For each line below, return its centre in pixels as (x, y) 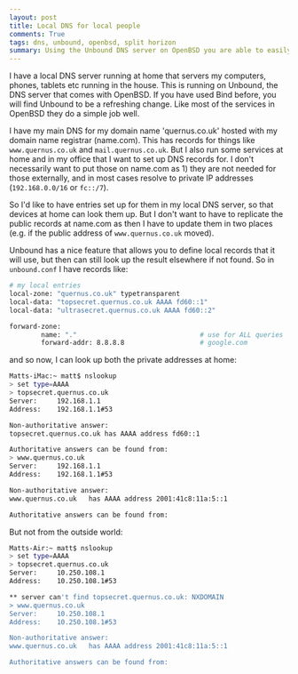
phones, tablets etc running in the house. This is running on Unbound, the (144, 85)
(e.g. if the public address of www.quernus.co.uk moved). (112, 233)
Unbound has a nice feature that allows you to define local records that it (142, 251)
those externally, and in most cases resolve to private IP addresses (132, 178)
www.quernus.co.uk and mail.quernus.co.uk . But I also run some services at (146, 150)
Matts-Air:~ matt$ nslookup (61, 548)
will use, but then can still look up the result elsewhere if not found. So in (142, 260)
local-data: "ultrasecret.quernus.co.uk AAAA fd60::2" (113, 310)
